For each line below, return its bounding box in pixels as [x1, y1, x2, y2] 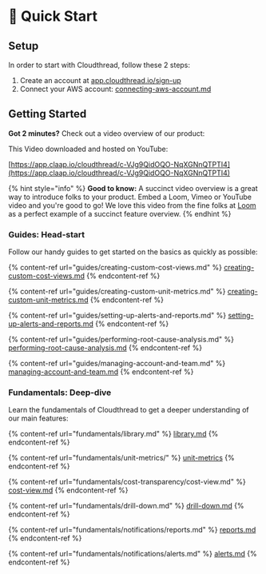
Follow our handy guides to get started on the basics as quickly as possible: [8, 247, 258, 257]
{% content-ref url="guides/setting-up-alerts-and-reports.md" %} [8, 311, 226, 321]
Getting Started [8, 107, 87, 121]
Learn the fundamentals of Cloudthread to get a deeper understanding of [8, 405, 249, 415]
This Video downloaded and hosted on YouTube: [8, 144, 169, 153]
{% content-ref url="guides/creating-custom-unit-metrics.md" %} [8, 287, 226, 297]
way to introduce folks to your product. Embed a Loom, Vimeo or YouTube [8, 192, 252, 201]
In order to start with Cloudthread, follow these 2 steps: [8, 60, 190, 70]
